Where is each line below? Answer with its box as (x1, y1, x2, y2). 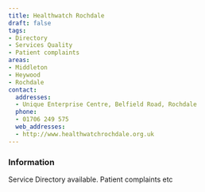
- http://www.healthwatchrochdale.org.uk (15, 130, 155, 138)
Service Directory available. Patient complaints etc (8, 174, 173, 184)
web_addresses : (15, 123, 66, 131)
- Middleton (8, 64, 48, 72)
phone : (15, 108, 37, 116)
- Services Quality (8, 41, 73, 49)
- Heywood (8, 71, 41, 79)
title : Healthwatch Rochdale (8, 11, 105, 20)
